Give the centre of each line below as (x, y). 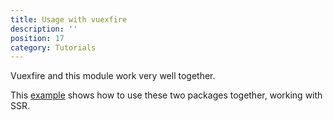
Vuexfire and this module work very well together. (113, 76)
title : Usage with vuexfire (69, 19)
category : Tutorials (53, 47)
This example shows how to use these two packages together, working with (166, 95)
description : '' (44, 29)
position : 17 (37, 38)
